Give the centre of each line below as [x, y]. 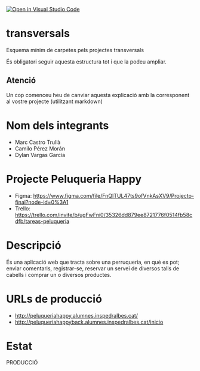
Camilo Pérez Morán [40, 148]
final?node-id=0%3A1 [41, 202]
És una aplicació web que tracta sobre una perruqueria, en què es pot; [93, 262]
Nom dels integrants [58, 125]
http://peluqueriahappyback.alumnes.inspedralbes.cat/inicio [89, 322]
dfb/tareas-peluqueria [42, 221]
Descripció [34, 245]
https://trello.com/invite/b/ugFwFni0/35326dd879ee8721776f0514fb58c [104, 215]
